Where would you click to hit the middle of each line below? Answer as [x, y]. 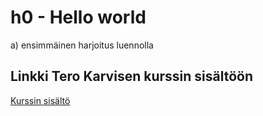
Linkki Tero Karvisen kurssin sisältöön [132, 76]
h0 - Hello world [78, 17]
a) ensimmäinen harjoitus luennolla [82, 45]
